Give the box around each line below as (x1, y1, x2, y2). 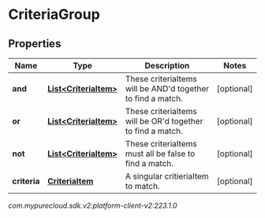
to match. (125, 181, 160, 191)
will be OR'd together (125, 116, 203, 127)
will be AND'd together (125, 83, 210, 94)
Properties (8, 37, 62, 50)
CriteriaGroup (8, 6, 100, 24)
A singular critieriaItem (125, 171, 209, 182)
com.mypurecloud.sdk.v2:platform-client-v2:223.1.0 (8, 201, 177, 210)
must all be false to (125, 148, 196, 159)
